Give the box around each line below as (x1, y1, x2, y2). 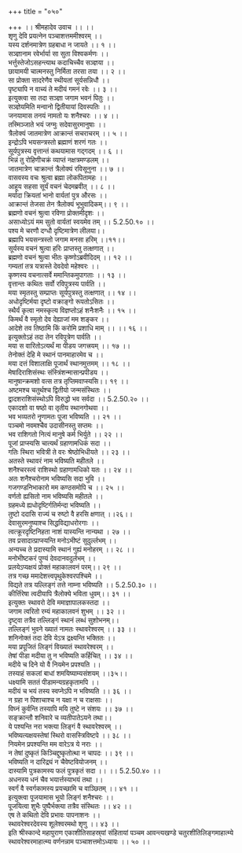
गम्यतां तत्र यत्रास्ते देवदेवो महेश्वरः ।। (8, 261, 100, 271)
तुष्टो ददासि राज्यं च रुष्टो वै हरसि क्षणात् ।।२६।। (8, 509, 134, 519)
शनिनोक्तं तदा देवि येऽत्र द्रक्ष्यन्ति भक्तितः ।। (8, 633, 116, 642)
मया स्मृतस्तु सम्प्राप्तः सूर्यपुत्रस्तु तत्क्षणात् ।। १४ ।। (8, 288, 137, 297)
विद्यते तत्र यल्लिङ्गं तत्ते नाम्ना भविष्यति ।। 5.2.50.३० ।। (8, 580, 157, 589)
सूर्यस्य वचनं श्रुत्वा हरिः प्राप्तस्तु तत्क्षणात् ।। (8, 244, 115, 253)
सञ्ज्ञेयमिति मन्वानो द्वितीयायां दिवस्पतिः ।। (8, 102, 112, 111)
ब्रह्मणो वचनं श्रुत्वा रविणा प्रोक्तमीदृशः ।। (8, 209, 105, 217)
